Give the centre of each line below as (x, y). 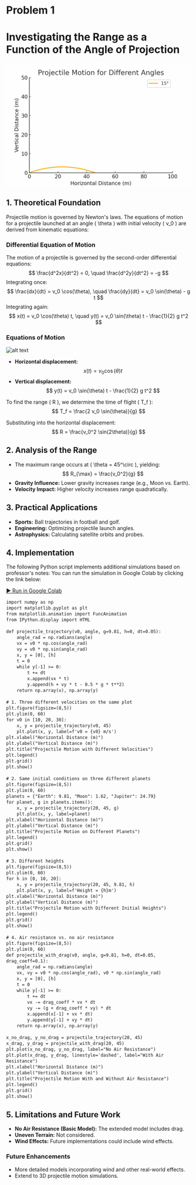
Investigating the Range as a (77, 37)
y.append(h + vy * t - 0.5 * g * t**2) (76, 685)
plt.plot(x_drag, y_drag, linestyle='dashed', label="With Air (85, 1056)
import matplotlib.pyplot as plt (47, 608)
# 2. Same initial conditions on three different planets (78, 779)
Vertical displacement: (43, 381)
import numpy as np (30, 603)
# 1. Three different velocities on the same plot (69, 703)
